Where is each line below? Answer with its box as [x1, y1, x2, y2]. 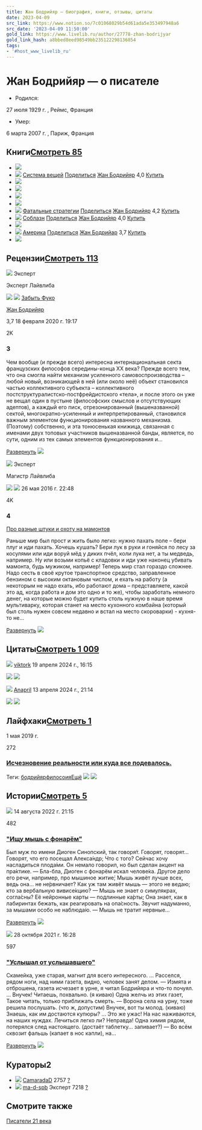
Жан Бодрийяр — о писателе [6, 74, 160, 88]
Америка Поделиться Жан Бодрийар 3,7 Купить [22, 228, 147, 236]
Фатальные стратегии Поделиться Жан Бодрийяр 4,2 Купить [22, 207, 180, 214]
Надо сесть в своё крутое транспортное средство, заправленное [6, 569, 176, 576]
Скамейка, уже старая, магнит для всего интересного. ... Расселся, [6, 972, 181, 979]
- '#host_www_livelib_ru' [6, 48, 71, 54]
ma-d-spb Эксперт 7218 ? [22, 1084, 89, 1091]
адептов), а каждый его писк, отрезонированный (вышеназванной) [6, 403, 180, 410]
